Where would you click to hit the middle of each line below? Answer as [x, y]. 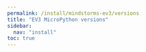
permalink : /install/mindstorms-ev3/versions [73, 13]
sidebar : [20, 26]
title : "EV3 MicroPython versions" [58, 20]
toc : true [21, 38]
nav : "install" [35, 32]
